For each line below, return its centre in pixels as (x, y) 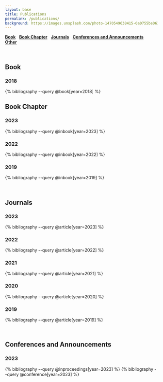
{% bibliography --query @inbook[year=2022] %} (55, 154)
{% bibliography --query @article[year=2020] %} (55, 296)
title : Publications (26, 14)
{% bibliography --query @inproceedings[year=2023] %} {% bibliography (79, 369)
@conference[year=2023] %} (49, 374)
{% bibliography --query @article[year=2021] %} (54, 273)
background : (17, 23)
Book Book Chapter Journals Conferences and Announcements (74, 37)
